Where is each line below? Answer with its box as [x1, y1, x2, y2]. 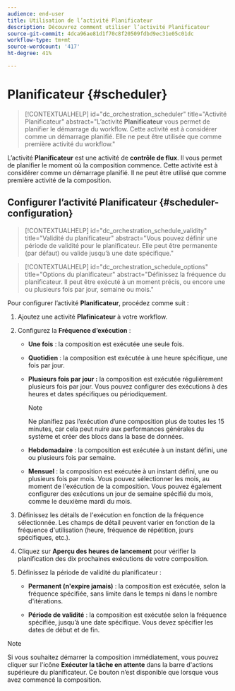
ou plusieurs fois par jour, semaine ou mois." [24, 285, 154, 293]
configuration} [7, 208, 73, 220]
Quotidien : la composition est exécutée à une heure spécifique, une [28, 353, 228, 362]
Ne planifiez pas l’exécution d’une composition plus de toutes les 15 [28, 417, 224, 425]
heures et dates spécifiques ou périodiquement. [28, 389, 168, 398]
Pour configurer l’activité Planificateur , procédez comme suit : [7, 298, 189, 307]
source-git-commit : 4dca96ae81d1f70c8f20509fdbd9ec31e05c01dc [7, 30, 194, 37]
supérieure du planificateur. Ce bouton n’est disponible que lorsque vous [7, 668, 219, 676]
